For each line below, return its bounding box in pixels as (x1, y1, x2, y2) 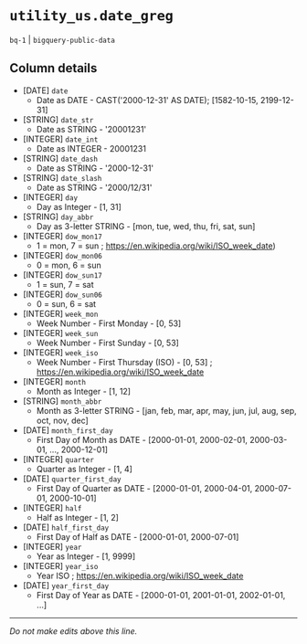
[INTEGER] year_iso (22, 560, 99, 571)
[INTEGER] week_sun (22, 327, 99, 338)
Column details (9, 60, 98, 76)
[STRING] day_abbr (22, 211, 94, 222)
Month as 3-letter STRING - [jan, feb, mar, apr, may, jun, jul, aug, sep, (36, 405, 297, 416)
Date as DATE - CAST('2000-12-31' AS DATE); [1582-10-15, (36, 94, 259, 105)
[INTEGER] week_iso (22, 346, 99, 358)
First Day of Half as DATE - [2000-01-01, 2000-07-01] (36, 531, 239, 542)
